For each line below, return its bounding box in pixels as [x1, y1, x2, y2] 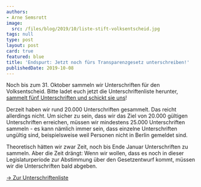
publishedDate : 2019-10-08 [6, 65, 74, 71]
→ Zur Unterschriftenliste [6, 174, 69, 182]
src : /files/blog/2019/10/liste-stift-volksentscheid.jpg [11, 25, 161, 32]
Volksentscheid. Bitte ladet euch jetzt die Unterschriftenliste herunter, [6, 88, 179, 95]
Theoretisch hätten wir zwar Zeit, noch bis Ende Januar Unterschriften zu [6, 143, 188, 151]
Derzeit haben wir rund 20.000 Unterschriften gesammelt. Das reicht [6, 106, 176, 113]
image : [6, 20, 23, 26]
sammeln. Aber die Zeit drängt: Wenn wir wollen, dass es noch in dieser [6, 150, 184, 157]
